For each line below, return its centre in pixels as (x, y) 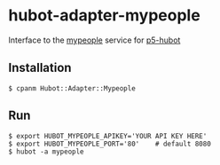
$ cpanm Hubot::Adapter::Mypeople (72, 88)
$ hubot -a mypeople (47, 152)
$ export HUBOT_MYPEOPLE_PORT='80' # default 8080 (110, 144)
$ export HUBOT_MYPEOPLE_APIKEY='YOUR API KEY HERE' (108, 136)
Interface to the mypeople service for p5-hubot (94, 40)
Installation (40, 68)
